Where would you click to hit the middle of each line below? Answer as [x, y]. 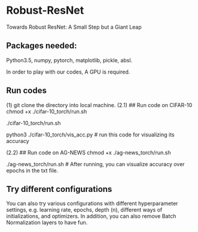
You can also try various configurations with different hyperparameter [92, 203]
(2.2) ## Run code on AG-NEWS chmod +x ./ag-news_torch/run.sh [89, 152]
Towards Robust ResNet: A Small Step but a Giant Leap [74, 27]
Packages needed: [42, 46]
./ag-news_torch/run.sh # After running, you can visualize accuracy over [95, 164]
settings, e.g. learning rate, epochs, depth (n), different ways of [84, 210]
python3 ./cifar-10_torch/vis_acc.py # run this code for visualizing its [90, 135]
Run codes [26, 91]
